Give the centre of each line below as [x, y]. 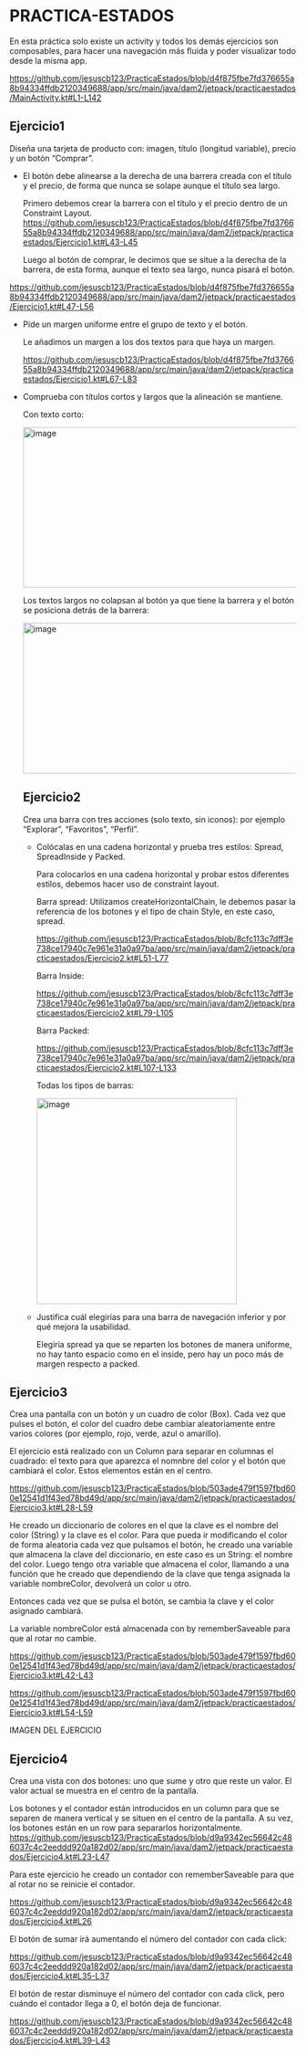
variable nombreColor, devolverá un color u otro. [101, 1584]
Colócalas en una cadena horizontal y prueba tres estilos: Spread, [160, 846]
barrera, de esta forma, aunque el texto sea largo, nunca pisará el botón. [158, 269]
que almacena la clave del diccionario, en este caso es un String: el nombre [151, 1555]
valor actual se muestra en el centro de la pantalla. [104, 1791]
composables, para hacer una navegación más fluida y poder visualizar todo [153, 50]
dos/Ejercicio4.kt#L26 [51, 1922]
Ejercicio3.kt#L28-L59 [51, 1508]
